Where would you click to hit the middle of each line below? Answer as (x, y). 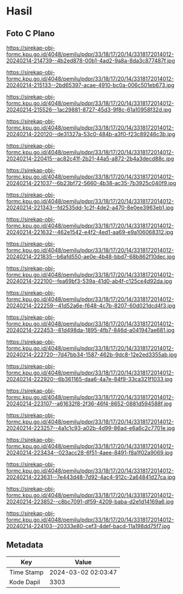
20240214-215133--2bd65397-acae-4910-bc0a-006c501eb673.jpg (90, 85)
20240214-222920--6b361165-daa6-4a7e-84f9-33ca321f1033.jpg (90, 379)
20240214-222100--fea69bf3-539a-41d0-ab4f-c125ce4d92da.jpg (89, 281)
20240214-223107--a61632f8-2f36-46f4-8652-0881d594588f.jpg (89, 403)
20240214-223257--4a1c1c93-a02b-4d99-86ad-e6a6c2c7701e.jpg (91, 428)
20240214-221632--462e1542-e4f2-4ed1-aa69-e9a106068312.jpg (90, 232)
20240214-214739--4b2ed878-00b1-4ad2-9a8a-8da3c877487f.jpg (91, 61)
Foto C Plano (30, 33)
